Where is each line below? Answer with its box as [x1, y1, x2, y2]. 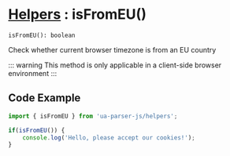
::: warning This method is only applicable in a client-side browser [8, 60, 222, 70]
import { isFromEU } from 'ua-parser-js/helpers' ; [8, 112, 178, 120]
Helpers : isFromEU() [8, 5, 147, 24]
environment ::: [8, 68, 57, 78]
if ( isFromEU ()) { [8, 126, 65, 134]
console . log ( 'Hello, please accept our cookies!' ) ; [22, 133, 195, 142]
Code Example [8, 92, 81, 105]
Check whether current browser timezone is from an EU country [8, 45, 217, 54]
